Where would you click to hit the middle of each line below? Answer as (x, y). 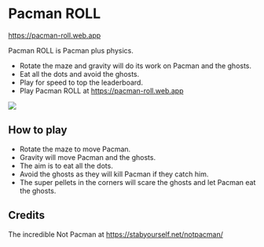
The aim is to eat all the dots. (66, 165)
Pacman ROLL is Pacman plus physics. (71, 50)
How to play (38, 130)
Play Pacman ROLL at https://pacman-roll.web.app (101, 90)
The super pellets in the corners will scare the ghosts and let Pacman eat (137, 182)
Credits (27, 215)
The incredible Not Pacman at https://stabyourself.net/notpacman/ (116, 234)
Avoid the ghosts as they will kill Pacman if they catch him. (114, 174)
